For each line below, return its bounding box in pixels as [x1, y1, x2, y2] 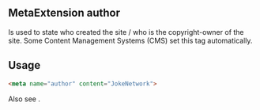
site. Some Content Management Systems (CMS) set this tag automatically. [8, 36, 253, 45]
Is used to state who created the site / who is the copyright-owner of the [8, 27, 244, 36]
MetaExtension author [8, 6, 121, 20]
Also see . [8, 94, 41, 104]
